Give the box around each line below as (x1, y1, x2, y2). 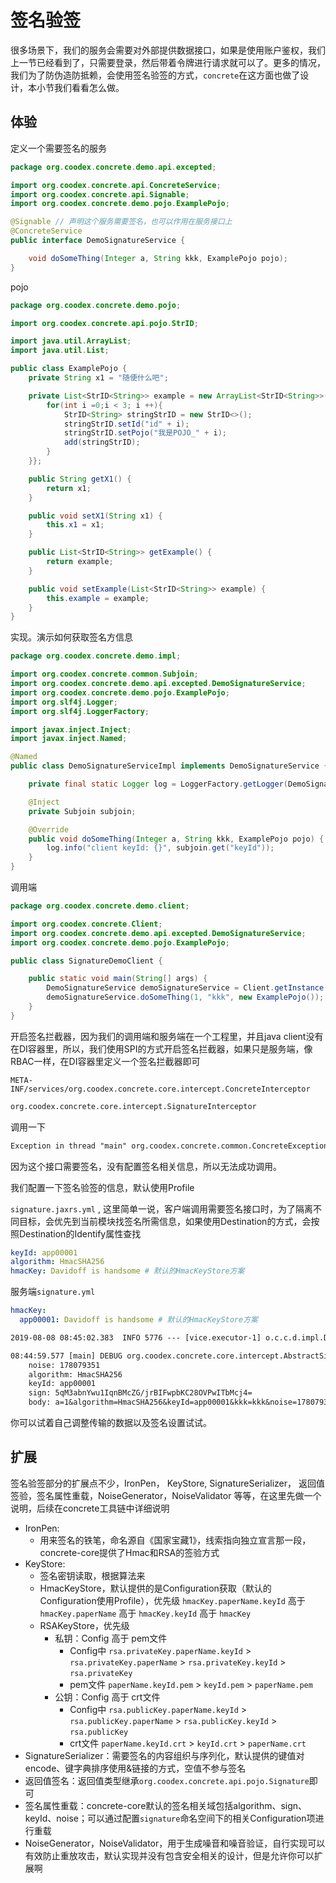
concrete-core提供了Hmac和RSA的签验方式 (39, 1546, 220, 1558)
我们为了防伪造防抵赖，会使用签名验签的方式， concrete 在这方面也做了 (10, 69, 301, 81)
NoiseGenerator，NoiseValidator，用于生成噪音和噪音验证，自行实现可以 (24, 1837, 326, 1849)
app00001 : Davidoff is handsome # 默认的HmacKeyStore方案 (19, 1315, 258, 1325)
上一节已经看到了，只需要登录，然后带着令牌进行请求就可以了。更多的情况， (10, 56, 326, 68)
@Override (28, 824, 70, 835)
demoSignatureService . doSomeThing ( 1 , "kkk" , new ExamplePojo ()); (46, 992, 325, 1003)
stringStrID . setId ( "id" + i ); (63, 419, 190, 429)
